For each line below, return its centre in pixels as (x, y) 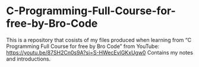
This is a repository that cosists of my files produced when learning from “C (99, 40)
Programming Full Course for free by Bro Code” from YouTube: (83, 46)
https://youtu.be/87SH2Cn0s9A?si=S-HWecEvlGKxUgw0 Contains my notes (99, 52)
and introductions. (29, 59)
